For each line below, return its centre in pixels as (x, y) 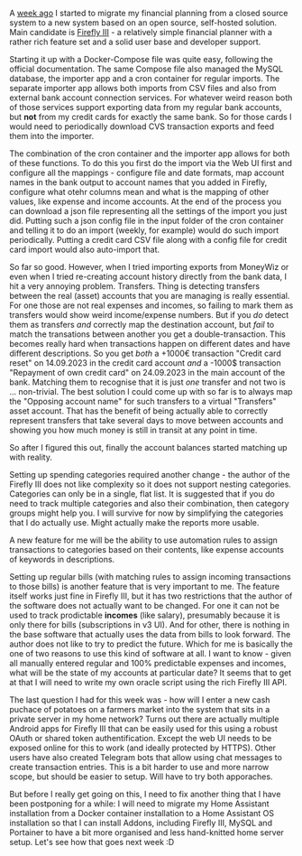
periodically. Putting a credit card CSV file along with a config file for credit (148, 240)
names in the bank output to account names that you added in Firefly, (138, 182)
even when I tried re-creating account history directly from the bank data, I (148, 276)
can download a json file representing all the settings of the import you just (148, 211)
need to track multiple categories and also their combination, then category (150, 503)
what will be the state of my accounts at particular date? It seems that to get (151, 673)
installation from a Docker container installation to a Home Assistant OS (142, 813)
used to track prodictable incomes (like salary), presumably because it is (145, 615)
